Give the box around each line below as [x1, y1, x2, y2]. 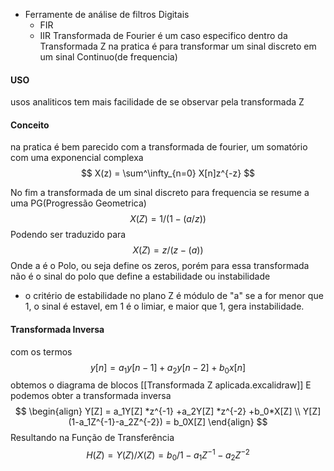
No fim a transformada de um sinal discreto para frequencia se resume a [10, 187, 310, 199]
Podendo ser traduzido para [10, 229, 127, 241]
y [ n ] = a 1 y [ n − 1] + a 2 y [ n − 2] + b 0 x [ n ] [89, 361, 247, 376]
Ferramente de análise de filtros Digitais [24, 9, 190, 20]
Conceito [10, 119, 50, 131]
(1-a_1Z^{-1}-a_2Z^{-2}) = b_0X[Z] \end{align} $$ [68, 416, 268, 428]
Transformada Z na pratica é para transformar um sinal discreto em [39, 40, 317, 52]
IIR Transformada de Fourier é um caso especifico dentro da [39, 30, 288, 41]
